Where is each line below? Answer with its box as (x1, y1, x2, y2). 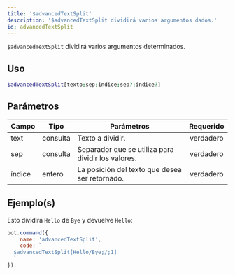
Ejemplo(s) (7, 197, 56, 209)
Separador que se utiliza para (77, 144, 174, 154)
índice (10, 169, 31, 178)
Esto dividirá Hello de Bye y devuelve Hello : (7, 216, 133, 224)
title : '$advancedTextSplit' (7, 10, 92, 17)
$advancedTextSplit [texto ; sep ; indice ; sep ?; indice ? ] (7, 81, 161, 88)
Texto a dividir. (77, 133, 126, 143)
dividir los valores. (77, 153, 138, 163)
